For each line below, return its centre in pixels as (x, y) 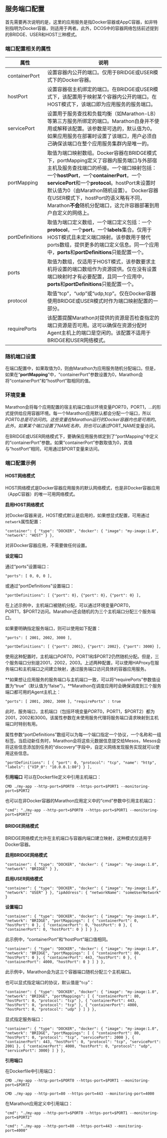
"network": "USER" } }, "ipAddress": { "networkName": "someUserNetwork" (83, 893)
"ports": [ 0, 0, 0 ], (29, 576)
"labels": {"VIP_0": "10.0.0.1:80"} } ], (49, 767)
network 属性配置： (24, 522)
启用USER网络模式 (24, 879)
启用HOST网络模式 (24, 505)
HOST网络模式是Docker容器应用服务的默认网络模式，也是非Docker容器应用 (83, 488)
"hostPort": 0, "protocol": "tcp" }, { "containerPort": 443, (71, 1001)
